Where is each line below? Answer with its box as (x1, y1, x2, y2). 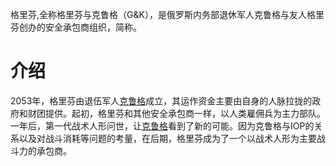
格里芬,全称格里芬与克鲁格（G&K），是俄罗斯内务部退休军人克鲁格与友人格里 (10, 9, 325, 20)
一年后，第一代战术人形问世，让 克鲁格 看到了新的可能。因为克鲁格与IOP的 (10, 119, 315, 132)
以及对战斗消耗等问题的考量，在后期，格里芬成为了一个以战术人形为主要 (18, 132, 317, 144)
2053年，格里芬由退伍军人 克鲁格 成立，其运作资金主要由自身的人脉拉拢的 (10, 94, 313, 107)
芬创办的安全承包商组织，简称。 (10, 21, 142, 33)
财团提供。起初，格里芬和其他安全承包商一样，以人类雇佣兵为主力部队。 (27, 107, 326, 119)
